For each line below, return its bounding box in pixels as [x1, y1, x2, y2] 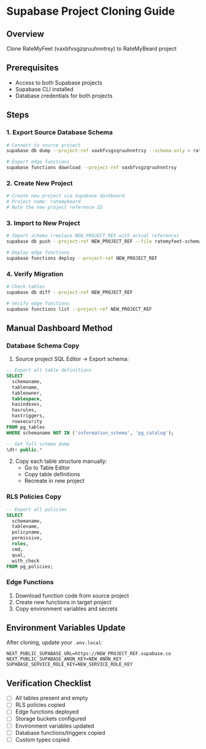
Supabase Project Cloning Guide [6, 4, 175, 18]
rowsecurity [12, 419, 43, 425]
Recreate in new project [24, 477, 85, 485]
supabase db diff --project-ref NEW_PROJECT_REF [6, 289, 133, 295]
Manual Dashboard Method [6, 323, 113, 333]
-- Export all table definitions [6, 367, 92, 373]
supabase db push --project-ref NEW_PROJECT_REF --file [6, 238, 152, 245]
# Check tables [6, 284, 45, 290]
